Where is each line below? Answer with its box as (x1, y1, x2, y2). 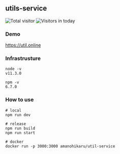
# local (5, 107, 22, 113)
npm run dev (5, 112, 31, 117)
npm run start (5, 130, 36, 135)
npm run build (5, 125, 36, 131)
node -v (5, 67, 22, 72)
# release (5, 121, 27, 126)
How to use (5, 96, 34, 103)
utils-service (5, 4, 47, 13)
